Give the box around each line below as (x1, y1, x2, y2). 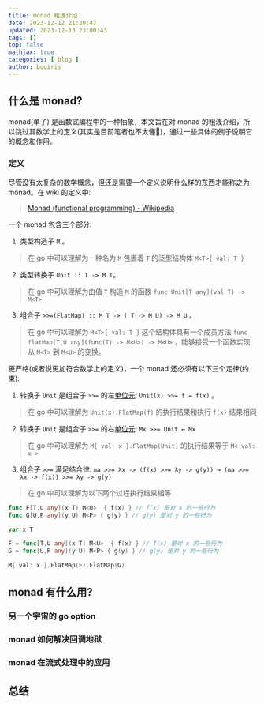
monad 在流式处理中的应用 (8, 657, 110, 668)
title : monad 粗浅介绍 (8, 11, 78, 20)
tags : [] (8, 33, 37, 42)
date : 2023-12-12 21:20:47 (8, 19, 97, 27)
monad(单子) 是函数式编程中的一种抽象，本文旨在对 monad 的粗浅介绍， (8, 116, 244, 126)
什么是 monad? (8, 94, 83, 107)
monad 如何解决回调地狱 (8, 634, 102, 645)
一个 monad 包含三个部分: (8, 219, 92, 229)
